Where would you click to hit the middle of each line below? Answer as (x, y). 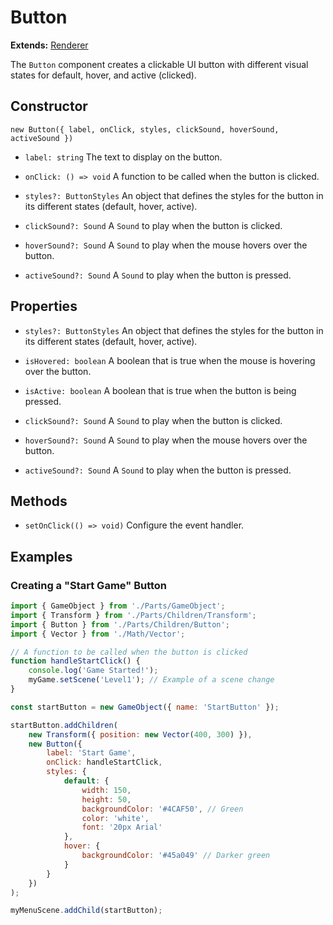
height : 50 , (106, 799)
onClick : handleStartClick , (104, 762)
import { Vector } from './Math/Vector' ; (98, 634)
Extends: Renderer (49, 45)
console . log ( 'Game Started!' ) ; (93, 671)
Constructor (49, 106)
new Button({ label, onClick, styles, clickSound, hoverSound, (145, 129)
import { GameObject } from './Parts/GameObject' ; (118, 606)
